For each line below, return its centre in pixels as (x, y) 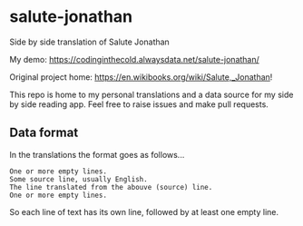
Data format (44, 133)
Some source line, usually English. (78, 179)
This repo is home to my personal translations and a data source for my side (151, 94)
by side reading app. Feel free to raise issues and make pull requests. (139, 104)
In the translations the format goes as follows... (97, 154)
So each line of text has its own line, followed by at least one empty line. (144, 211)
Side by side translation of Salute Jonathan (89, 42)
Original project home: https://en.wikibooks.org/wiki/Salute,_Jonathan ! (141, 77)
